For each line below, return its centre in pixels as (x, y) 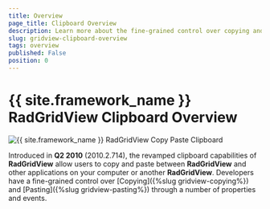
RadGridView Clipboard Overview (123, 118)
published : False (37, 53)
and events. (28, 198)
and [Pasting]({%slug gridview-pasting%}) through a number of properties (132, 189)
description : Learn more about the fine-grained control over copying (129, 31)
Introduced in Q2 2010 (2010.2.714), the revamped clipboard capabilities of (133, 155)
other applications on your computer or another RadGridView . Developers (131, 172)
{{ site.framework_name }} (100, 100)
